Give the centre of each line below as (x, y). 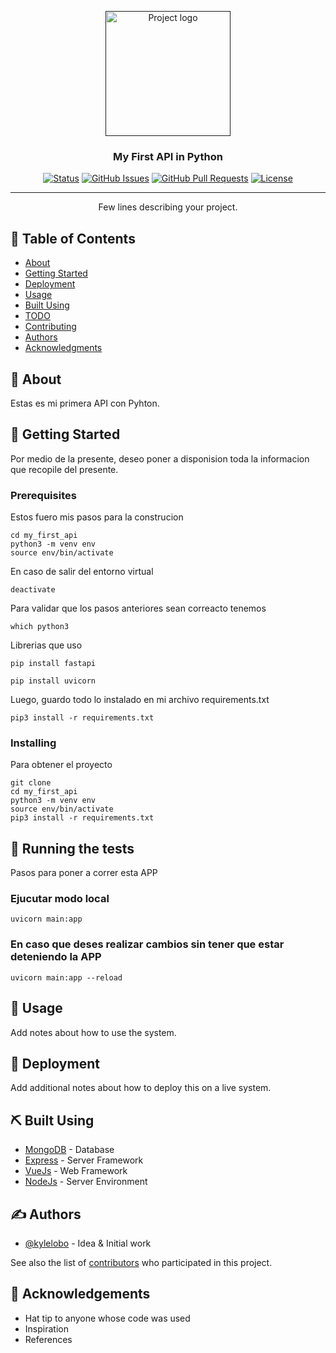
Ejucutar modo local (60, 899)
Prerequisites (43, 495)
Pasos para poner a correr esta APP (84, 873)
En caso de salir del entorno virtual (82, 572)
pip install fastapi (53, 664)
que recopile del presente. (64, 469)
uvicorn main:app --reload (66, 977)
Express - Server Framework (84, 1160)
